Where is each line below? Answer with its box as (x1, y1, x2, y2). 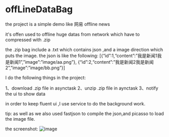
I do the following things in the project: (5, 74, 86, 80)
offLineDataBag (5, 4, 73, 15)
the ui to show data (5, 91, 46, 97)
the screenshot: (5, 126, 38, 132)
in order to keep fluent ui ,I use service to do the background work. (5, 100, 146, 106)
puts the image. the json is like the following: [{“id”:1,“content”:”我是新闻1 (5, 52, 158, 59)
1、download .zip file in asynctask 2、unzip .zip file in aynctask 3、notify (5, 85, 159, 91)
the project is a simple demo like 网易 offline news (5, 21, 110, 27)
